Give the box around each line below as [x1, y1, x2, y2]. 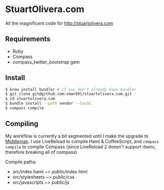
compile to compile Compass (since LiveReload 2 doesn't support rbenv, [5, 144, 156, 150]
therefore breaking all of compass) [5, 149, 77, 155]
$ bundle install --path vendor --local [5, 101, 92, 106]
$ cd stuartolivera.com [5, 96, 56, 101]
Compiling [5, 119, 39, 128]
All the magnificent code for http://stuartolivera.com [5, 20, 114, 26]
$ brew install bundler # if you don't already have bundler [5, 87, 137, 92]
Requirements [5, 35, 50, 43]
